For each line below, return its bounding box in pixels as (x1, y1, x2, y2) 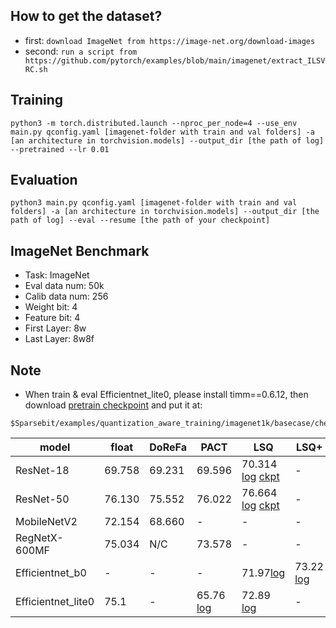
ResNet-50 (15, 492, 70, 506)
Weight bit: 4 (24, 301, 78, 313)
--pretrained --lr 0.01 (10, 144, 110, 154)
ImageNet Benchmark (10, 242, 150, 259)
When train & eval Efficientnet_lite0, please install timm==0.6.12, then (24, 389, 309, 401)
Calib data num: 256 (24, 290, 109, 303)
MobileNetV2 (15, 515, 78, 529)
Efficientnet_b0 (15, 566, 87, 580)
